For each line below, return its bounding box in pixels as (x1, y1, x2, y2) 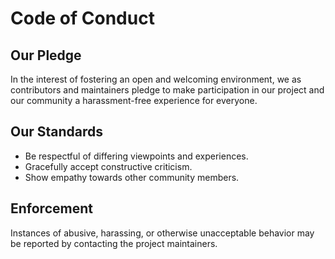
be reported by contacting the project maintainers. (10, 237, 218, 249)
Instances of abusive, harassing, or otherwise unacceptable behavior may (10, 227, 315, 239)
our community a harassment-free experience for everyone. (10, 95, 258, 106)
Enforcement (10, 200, 93, 217)
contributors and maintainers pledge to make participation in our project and (10, 84, 325, 96)
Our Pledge (10, 47, 82, 64)
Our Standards (10, 123, 104, 141)
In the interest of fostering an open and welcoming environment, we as (10, 73, 302, 85)
